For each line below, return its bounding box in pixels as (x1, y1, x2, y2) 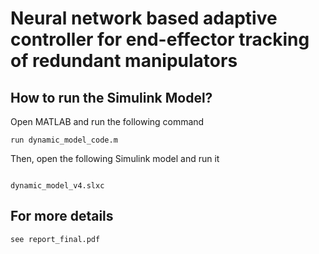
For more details (10, 208, 114, 225)
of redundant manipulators (10, 50, 238, 72)
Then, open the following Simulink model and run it (10, 153, 220, 164)
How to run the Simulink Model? (10, 89, 213, 106)
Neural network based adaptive (10, 7, 278, 30)
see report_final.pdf (10, 234, 101, 244)
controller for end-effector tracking (10, 28, 310, 51)
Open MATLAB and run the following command (10, 116, 205, 127)
